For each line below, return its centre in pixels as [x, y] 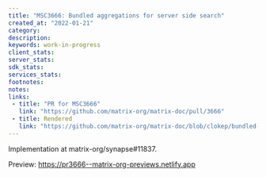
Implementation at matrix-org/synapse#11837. [82, 148]
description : [30, 38]
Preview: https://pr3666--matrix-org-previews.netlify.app [102, 164]
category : [25, 30]
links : [19, 97]
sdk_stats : [26, 67]
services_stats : [35, 75]
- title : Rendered [42, 119]
